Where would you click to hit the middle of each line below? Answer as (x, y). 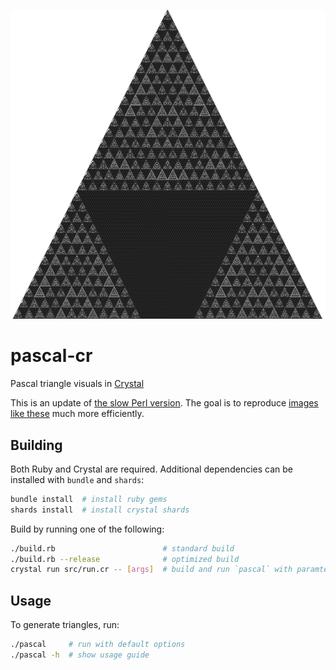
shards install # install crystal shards (100, 510)
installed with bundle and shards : (77, 479)
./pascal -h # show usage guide (80, 655)
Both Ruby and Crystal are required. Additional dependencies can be (151, 469)
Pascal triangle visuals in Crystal (77, 384)
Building (36, 445)
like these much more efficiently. (77, 414)
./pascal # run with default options (98, 645)
